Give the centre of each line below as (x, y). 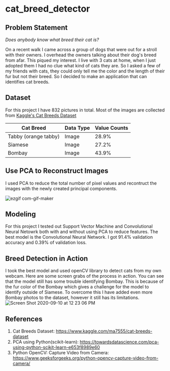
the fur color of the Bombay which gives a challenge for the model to (77, 287)
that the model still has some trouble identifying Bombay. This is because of (84, 281)
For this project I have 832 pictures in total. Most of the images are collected (85, 110)
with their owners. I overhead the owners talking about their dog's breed (81, 55)
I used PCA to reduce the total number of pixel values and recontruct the (81, 183)
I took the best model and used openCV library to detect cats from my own (83, 271)
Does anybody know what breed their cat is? (52, 40)
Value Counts (111, 128)
